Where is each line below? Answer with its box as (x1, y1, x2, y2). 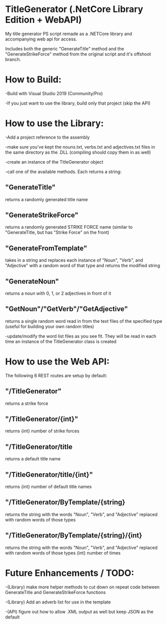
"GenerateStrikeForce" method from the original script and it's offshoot (5, 51, 151, 57)
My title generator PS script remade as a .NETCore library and (5, 31, 132, 37)
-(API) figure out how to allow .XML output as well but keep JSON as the (5, 608, 154, 614)
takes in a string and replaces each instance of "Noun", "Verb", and (5, 257, 144, 263)
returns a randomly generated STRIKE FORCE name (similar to (5, 224, 133, 230)
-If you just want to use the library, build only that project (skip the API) (5, 100, 151, 106)
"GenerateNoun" (5, 277, 59, 286)
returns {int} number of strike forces (5, 428, 80, 434)
